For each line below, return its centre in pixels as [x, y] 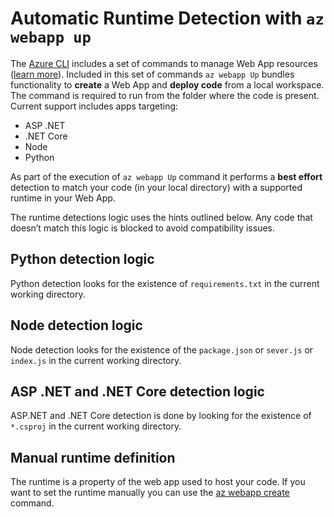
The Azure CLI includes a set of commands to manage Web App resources [164, 63]
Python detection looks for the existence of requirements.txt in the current [165, 283]
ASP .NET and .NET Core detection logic [137, 391]
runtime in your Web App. [63, 198]
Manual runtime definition [93, 457]
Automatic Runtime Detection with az [167, 18]
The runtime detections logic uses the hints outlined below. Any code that [161, 217]
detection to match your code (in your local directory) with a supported [156, 187]
